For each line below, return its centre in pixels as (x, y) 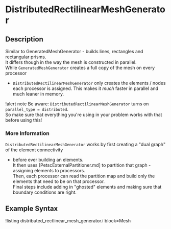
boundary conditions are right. (44, 192)
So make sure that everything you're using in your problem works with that (84, 114)
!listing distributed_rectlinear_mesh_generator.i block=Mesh (68, 221)
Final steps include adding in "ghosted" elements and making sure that (87, 187)
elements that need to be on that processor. (59, 181)
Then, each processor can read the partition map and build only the (84, 176)
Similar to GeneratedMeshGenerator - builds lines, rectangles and (74, 51)
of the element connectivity (34, 150)
